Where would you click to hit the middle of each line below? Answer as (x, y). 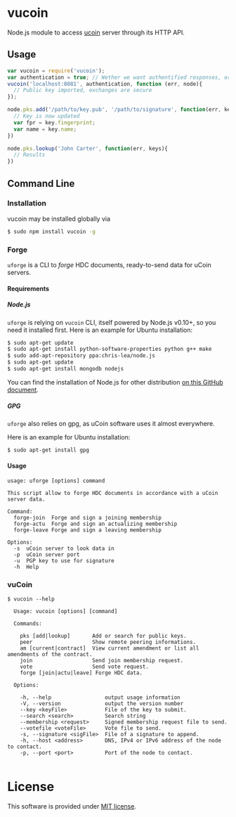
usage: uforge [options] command (56, 481)
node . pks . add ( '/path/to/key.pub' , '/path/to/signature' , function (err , (114, 110)
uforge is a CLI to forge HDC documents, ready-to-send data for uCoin (110, 264)
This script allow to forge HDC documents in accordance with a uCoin (113, 493)
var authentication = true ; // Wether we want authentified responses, (114, 77)
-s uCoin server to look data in (64, 548)
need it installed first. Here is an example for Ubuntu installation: (100, 330)
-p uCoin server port (47, 554)
